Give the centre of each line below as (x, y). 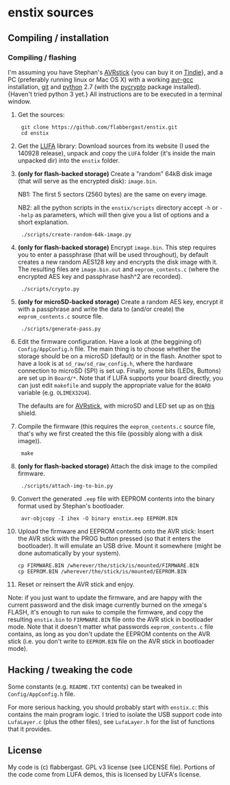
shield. (27, 413)
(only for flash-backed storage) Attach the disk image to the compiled (117, 466)
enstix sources (51, 13)
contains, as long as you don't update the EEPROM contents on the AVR (109, 634)
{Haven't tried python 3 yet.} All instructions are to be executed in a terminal (115, 94)
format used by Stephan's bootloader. (71, 506)
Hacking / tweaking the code (70, 670)
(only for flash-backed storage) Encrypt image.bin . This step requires (117, 247)
